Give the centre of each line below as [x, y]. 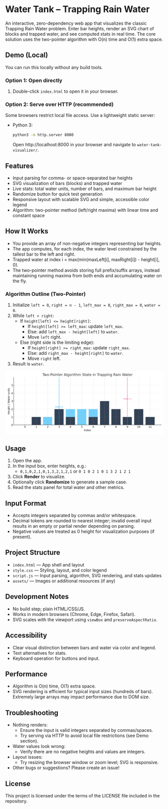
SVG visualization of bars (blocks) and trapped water [67, 183]
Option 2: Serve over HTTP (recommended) [60, 104]
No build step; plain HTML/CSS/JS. [49, 609]
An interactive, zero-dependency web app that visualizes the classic [76, 23]
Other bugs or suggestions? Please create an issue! [66, 768]
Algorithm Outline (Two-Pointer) [46, 294]
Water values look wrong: [39, 746]
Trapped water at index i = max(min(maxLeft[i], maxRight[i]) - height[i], [86, 259]
